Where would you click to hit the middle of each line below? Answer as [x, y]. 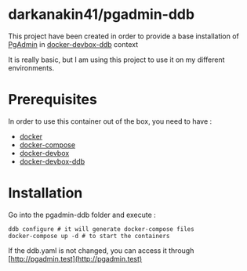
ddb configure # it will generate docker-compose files [101, 229]
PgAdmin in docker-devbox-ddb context [73, 44]
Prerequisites [53, 100]
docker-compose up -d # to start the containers [89, 236]
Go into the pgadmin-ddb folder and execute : [82, 215]
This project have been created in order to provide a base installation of [123, 36]
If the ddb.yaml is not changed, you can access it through [101, 250]
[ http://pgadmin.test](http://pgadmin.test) [75, 258]
